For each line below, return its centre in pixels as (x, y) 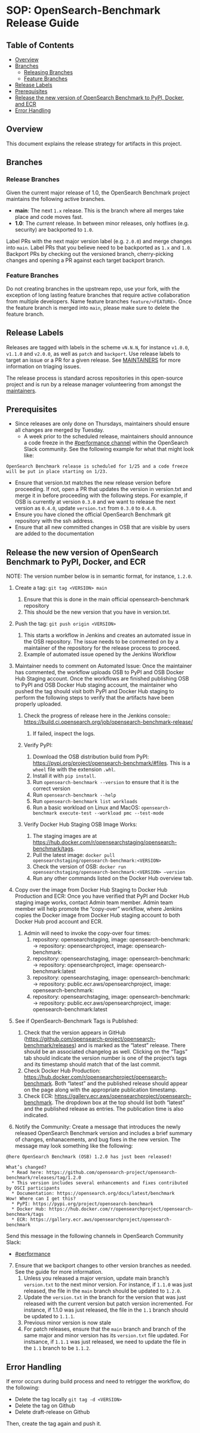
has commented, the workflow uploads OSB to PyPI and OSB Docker (99, 672)
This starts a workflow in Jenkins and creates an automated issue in (107, 635)
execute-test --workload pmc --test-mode (112, 813)
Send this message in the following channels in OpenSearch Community (95, 1236)
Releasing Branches (48, 72)
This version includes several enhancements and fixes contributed (102, 1183)
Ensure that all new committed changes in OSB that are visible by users (102, 528)
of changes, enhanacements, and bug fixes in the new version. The (98, 1139)
